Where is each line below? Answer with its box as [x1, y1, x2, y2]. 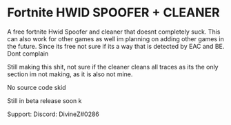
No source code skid [7, 83, 67, 91]
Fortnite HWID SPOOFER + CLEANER [7, 5, 220, 21]
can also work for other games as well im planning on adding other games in [7, 34, 224, 43]
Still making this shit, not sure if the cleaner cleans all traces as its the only [7, 62, 219, 71]
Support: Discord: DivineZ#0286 [7, 110, 100, 118]
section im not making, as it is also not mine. [7, 70, 133, 78]
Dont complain [7, 49, 49, 58]
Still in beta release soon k [7, 96, 82, 104]
